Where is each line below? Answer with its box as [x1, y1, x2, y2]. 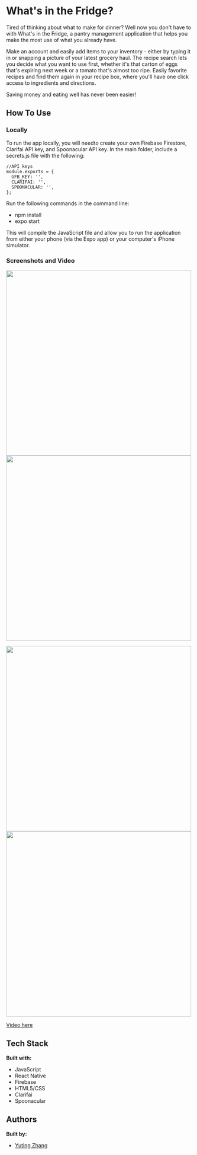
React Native [14, 1072, 46, 1079]
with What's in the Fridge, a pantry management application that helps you [6, 30, 188, 37]
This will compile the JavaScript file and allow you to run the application [6, 229, 181, 236]
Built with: [6, 1054, 32, 1061]
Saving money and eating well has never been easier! [6, 91, 137, 98]
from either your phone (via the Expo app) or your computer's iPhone [6, 235, 175, 243]
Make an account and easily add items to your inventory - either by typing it [6, 47, 191, 55]
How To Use [6, 108, 51, 118]
